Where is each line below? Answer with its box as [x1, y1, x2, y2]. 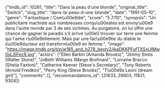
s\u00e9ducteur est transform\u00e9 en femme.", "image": [5, 41, 125, 46]
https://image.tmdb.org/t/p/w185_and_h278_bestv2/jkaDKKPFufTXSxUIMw [7, 46, 160, 52]
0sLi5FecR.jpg [5, 51, 35, 57]
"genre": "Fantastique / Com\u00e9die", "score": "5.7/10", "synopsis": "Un [5, 15, 157, 20]
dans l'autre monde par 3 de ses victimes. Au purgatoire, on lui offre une [5, 25, 153, 31]
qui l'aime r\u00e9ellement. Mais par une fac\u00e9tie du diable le [5, 36, 141, 42]
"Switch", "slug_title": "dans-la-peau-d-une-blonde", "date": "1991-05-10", [5, 9, 157, 15]
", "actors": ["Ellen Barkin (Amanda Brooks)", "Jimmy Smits [34, 51, 153, 57]
